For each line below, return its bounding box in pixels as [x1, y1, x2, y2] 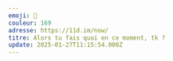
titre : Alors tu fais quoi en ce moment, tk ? [8, 33, 166, 42]
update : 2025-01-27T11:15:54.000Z [8, 41, 124, 49]
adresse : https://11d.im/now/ [8, 26, 109, 34]
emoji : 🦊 [8, 11, 37, 20]
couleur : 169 [8, 19, 52, 27]
